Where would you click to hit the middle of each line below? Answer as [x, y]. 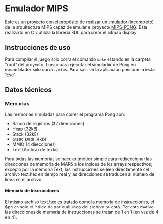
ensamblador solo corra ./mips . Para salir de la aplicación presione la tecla [80, 69]
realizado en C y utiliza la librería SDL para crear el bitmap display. [71, 32]
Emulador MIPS [37, 9]
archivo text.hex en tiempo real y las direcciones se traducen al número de [80, 174]
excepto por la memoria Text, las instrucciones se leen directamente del [77, 169]
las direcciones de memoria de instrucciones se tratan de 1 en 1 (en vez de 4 [82, 212]
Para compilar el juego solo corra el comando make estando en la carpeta [78, 59]
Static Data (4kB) [29, 139]
